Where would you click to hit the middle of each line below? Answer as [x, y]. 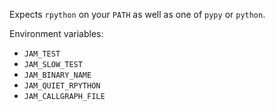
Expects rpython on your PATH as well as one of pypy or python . [137, 14]
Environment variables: [56, 33]
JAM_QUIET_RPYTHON [62, 86]
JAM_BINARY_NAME [57, 75]
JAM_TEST [42, 54]
